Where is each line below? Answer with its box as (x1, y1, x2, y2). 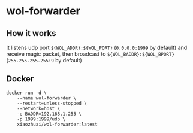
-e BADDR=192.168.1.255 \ (17, 111, 82, 117)
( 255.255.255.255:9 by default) (6, 57, 82, 64)
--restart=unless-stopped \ (17, 100, 87, 106)
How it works (6, 28, 56, 38)
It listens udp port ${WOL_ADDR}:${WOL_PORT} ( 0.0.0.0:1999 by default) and (6, 44, 188, 51)
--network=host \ (17, 105, 61, 111)
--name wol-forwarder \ (17, 95, 77, 101)
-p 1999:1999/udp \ (17, 116, 66, 122)
